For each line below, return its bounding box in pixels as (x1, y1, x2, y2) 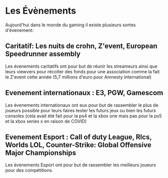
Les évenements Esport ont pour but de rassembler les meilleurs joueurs (5, 162, 156, 168)
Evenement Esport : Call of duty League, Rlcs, (5, 132, 152, 141)
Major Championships (5, 148, 77, 157)
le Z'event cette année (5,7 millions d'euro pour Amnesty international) (5, 74, 152, 80)
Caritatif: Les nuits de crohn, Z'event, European (5, 42, 158, 51)
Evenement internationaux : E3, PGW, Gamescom (5, 88, 163, 97)
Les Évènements (5, 5, 77, 17)
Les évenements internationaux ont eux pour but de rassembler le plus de (5, 102, 159, 108)
